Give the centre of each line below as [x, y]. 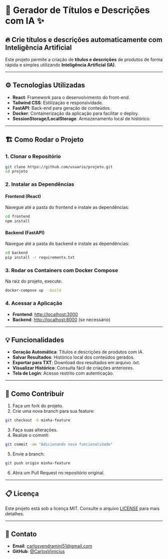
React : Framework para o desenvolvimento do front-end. [71, 97]
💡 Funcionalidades [34, 340]
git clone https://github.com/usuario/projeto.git [59, 167]
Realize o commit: [31, 435]
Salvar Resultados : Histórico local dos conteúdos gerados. [73, 357]
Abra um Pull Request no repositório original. [58, 472]
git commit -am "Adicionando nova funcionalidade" [59, 445]
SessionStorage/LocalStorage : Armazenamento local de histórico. [81, 118]
